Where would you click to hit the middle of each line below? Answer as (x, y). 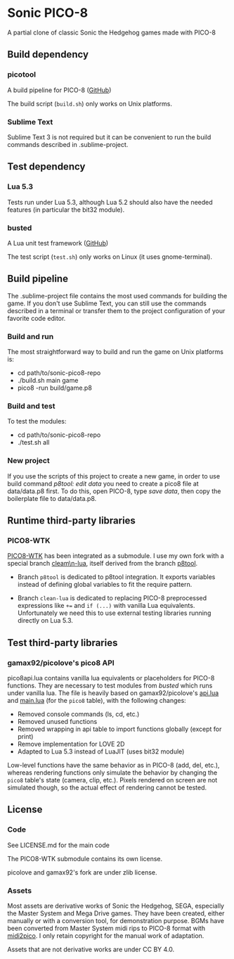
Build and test (31, 406)
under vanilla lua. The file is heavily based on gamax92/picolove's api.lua (113, 693)
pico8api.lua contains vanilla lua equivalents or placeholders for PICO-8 (111, 678)
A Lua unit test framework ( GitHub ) (58, 243)
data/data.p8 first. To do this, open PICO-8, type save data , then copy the (114, 491)
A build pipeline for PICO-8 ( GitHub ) (59, 90)
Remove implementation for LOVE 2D (71, 744)
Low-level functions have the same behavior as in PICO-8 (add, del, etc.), (113, 765)
